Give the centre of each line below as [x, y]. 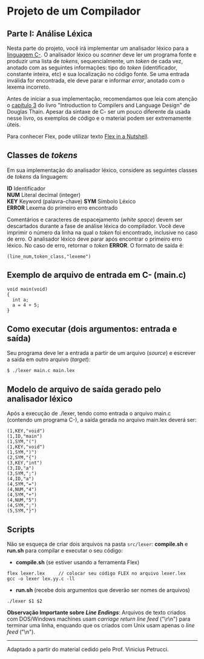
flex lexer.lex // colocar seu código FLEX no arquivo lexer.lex [97, 574]
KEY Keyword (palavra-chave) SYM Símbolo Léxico [71, 201]
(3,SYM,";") [22, 474]
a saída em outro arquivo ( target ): [49, 359]
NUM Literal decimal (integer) [44, 195]
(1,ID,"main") [25, 436]
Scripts [21, 529]
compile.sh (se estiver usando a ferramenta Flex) [77, 562]
